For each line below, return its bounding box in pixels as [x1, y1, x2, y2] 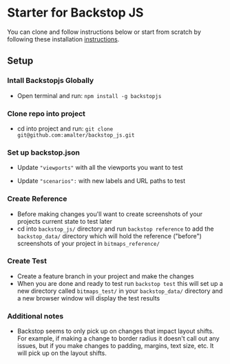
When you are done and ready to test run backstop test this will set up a [17, 279, 224, 287]
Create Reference [7, 194, 67, 204]
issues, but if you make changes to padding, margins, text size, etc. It [17, 342, 214, 350]
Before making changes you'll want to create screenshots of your [17, 209, 203, 218]
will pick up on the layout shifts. [17, 349, 107, 357]
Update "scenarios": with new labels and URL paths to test [17, 177, 186, 185]
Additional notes [7, 311, 64, 320]
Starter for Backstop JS [7, 5, 144, 21]
